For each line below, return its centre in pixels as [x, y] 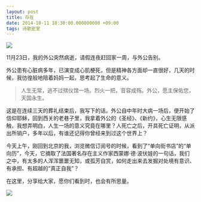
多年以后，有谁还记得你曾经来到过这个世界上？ [90, 133]
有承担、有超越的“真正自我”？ [43, 168]
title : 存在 [20, 17]
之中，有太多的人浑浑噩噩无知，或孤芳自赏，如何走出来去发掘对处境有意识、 [100, 161]
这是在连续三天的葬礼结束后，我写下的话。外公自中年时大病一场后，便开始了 [100, 111]
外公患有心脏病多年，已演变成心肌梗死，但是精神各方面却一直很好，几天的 [98, 70]
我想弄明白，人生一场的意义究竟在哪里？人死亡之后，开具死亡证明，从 [103, 126]
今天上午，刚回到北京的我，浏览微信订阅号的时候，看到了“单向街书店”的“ [96, 146]
